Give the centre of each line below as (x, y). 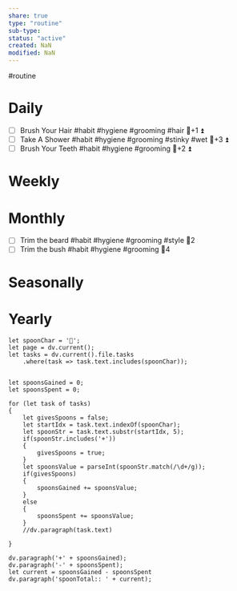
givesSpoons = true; (71, 453)
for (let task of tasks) (50, 403)
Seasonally (46, 282)
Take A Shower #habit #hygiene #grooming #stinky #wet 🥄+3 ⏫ (124, 140)
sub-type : (25, 30)
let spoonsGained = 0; (46, 383)
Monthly (37, 218)
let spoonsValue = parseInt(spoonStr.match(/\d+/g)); (114, 467)
